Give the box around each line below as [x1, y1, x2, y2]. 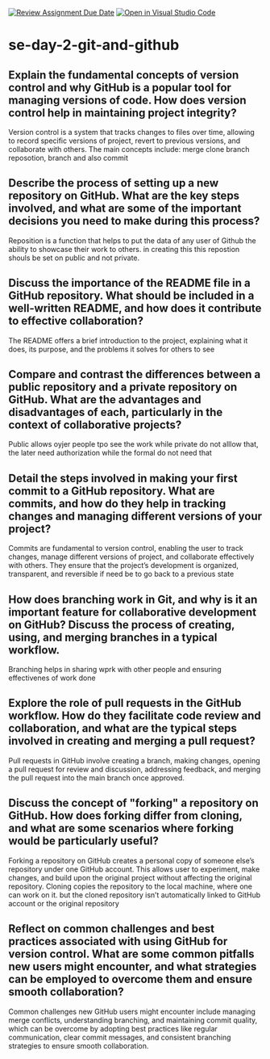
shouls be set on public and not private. [8, 253, 140, 263]
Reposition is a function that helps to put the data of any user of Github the [8, 235, 256, 246]
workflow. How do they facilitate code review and [8, 709, 262, 723]
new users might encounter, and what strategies [8, 960, 257, 973]
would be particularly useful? [8, 834, 160, 848]
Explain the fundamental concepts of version [8, 68, 239, 82]
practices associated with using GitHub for [8, 935, 228, 948]
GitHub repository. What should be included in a [8, 289, 255, 303]
